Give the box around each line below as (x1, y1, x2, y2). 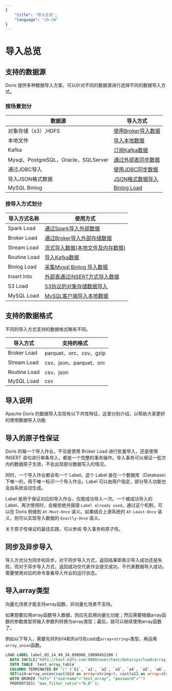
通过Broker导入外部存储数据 (44, 234, 112, 241)
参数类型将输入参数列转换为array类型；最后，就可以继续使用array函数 (14, 618, 162, 624)
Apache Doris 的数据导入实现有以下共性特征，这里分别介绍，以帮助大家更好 (5, 410, 165, 417)
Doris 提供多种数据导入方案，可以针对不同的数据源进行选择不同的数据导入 (5, 82, 161, 88)
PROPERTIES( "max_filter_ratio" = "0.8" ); (10, 681, 100, 686)
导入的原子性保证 (5, 434, 59, 442)
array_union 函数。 (5, 642, 45, 648)
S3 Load (8, 282, 28, 289)
